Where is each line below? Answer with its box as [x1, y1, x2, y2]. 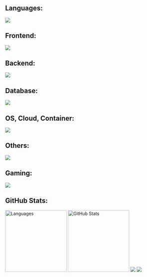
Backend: [5, 59, 35, 68]
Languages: [5, 4, 43, 13]
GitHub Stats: [5, 196, 48, 205]
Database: [5, 86, 38, 95]
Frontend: [5, 32, 36, 40]
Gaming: [5, 169, 32, 177]
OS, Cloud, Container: [5, 114, 75, 122]
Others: [5, 141, 29, 150]
